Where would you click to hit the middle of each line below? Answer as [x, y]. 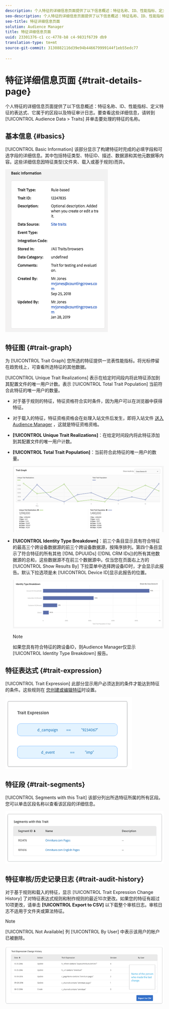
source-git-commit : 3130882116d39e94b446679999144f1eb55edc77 [72, 48]
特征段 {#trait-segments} [45, 785]
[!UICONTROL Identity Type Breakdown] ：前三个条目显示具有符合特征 [86, 541]
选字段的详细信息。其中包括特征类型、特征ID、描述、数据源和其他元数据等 [82, 156]
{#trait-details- [110, 80]
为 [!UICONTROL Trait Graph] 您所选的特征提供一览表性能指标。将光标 [78, 361]
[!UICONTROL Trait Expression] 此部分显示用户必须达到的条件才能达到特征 [82, 684]
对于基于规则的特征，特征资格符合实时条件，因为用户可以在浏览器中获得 [87, 401]
